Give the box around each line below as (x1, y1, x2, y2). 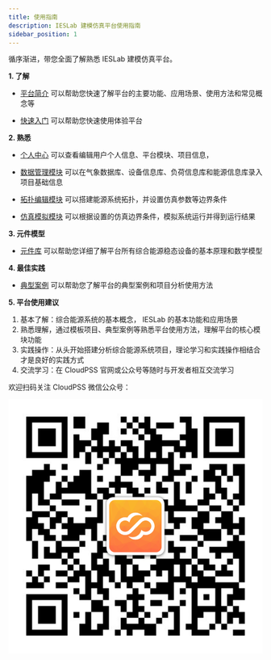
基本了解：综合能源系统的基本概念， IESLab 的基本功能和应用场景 (19, 315, 239, 325)
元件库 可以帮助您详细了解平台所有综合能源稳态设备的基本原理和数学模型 (19, 246, 263, 256)
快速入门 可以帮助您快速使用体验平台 (19, 116, 143, 125)
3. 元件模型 (8, 229, 46, 238)
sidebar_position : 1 (8, 30, 78, 38)
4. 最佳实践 (8, 263, 46, 273)
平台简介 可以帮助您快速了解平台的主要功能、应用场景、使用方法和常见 (19, 89, 256, 99)
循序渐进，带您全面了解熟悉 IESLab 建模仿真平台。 (8, 54, 177, 64)
